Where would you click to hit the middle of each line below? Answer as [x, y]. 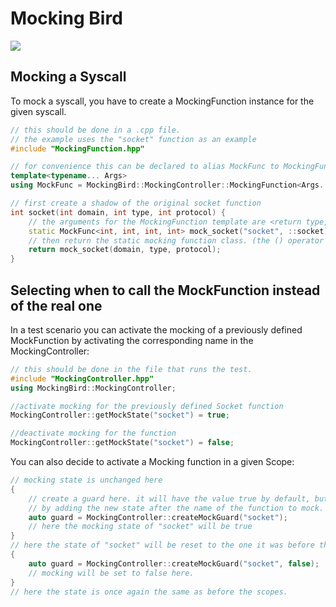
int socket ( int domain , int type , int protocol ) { [118, 212]
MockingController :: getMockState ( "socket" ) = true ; [120, 415]
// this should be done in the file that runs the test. [131, 369]
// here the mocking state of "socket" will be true [140, 527]
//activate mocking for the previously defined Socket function [147, 406]
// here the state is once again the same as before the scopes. [149, 592]
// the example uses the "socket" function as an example [133, 139]
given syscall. [38, 111]
